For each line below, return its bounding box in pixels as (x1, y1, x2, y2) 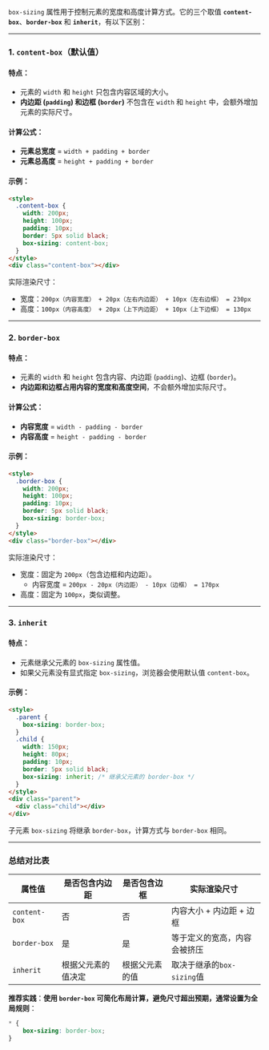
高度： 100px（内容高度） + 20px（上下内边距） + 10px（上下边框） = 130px (19, 304, 252, 314)
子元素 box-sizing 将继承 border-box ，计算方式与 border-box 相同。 (8, 826, 231, 835)
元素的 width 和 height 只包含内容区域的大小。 (19, 87, 174, 97)
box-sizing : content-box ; (22, 239, 110, 247)
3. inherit (8, 617, 48, 628)
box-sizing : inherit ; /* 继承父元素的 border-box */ (22, 773, 195, 781)
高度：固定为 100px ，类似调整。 (19, 589, 125, 599)
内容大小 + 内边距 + (171, 905, 245, 916)
